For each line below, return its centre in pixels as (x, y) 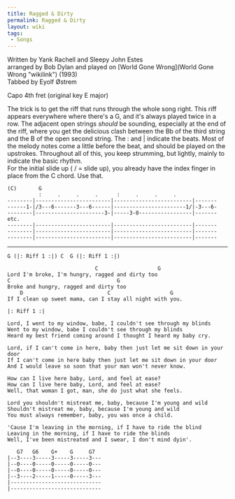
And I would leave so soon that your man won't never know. (97, 367)
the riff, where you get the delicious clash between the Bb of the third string (116, 131)
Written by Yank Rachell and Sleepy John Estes (75, 59)
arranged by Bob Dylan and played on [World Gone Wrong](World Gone (111, 67)
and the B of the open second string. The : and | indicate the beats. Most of (116, 139)
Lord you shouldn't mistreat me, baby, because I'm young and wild (108, 403)
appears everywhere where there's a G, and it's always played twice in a (112, 117)
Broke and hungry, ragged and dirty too (67, 287)
